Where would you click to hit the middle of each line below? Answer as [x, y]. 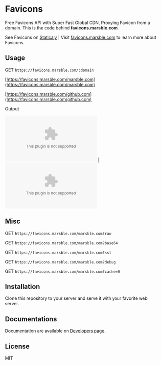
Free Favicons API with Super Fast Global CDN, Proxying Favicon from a [78, 23]
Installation [23, 286]
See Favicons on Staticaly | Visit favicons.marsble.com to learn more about [81, 37]
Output [12, 108]
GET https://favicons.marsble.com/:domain [49, 70]
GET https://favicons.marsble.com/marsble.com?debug [60, 261]
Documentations [31, 319]
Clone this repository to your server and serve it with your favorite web [76, 298]
